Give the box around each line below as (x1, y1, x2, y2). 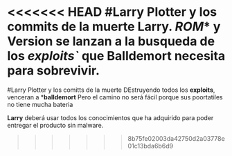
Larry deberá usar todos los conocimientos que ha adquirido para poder (7, 113, 214, 121)
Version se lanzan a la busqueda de (7, 34, 215, 49)
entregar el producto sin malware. (7, 121, 104, 129)
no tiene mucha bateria (7, 100, 73, 108)
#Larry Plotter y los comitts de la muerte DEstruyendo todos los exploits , (7, 86, 215, 94)
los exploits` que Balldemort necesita (7, 48, 226, 64)
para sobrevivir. (7, 63, 100, 79)
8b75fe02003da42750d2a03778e (127, 134, 225, 142)
